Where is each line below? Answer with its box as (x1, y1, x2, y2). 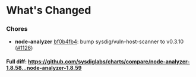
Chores (6, 25, 28, 33)
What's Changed (6, 4, 91, 17)
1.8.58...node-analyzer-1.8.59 (6, 65, 82, 72)
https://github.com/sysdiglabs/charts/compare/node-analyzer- (27, 58, 190, 65)
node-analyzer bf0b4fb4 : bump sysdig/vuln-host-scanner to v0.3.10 (14, 38, 184, 45)
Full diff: (6, 58, 27, 65)
